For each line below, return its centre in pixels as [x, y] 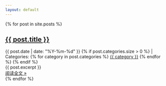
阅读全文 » [16, 73]
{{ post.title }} [27, 40]
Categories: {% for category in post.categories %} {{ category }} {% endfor [83, 57]
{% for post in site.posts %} [34, 24]
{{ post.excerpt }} [23, 67]
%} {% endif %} [22, 62]
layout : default [22, 10]
